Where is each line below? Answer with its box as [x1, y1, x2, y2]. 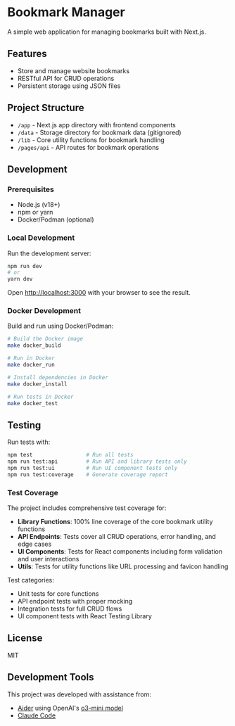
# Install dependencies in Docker [7, 374, 109, 381]
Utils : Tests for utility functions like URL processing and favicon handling [17, 562, 229, 571]
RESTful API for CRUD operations [17, 74, 115, 82]
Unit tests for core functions [17, 590, 99, 598]
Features [7, 48, 47, 60]
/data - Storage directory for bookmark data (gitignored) [17, 128, 182, 136]
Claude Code [17, 711, 56, 720]
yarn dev [7, 276, 33, 283]
